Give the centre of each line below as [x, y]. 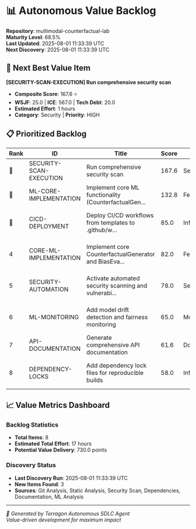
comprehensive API [113, 344]
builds [95, 380]
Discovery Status [31, 465]
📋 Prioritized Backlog [46, 134]
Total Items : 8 [31, 438]
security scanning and [117, 285]
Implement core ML [113, 187]
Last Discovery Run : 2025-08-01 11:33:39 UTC [71, 478]
